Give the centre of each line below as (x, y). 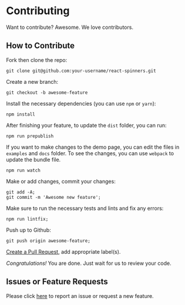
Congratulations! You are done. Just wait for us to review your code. (89, 263)
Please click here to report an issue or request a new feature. (80, 296)
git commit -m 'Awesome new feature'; (53, 197)
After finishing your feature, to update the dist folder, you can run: (86, 125)
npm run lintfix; (27, 219)
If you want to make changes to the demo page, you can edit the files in (93, 147)
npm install (21, 114)
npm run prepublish (30, 136)
